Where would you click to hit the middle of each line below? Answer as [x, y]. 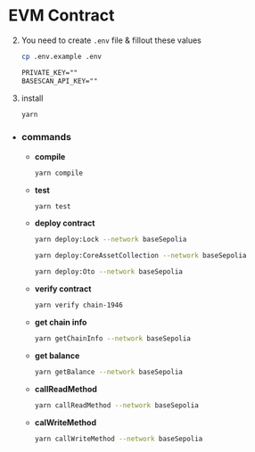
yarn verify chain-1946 [79, 305]
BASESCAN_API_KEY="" [59, 81]
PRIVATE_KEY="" [49, 72]
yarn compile [59, 173]
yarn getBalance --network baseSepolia [109, 372]
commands [46, 137]
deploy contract [65, 223]
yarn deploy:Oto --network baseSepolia [109, 272]
